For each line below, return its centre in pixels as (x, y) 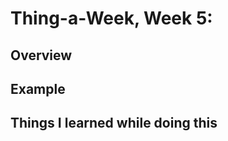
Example (38, 88)
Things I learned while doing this (114, 123)
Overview (41, 55)
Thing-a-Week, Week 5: (111, 18)
